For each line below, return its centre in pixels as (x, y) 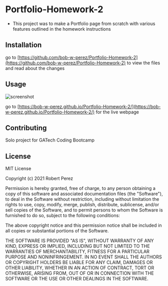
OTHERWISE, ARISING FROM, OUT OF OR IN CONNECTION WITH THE (80, 273)
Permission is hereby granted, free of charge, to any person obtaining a (80, 188)
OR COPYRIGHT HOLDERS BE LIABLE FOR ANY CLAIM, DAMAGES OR (79, 263)
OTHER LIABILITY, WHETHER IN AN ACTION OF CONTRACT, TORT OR (80, 268)
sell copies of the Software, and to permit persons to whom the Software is (84, 210)
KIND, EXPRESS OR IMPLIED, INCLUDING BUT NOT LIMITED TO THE (78, 246)
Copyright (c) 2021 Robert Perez (39, 178)
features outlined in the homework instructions (62, 29)
